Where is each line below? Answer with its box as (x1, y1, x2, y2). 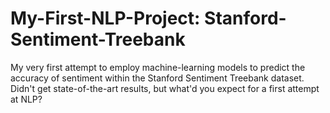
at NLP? (10, 93, 43, 105)
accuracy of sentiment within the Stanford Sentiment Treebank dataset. (10, 72, 305, 84)
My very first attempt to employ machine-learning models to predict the (10, 61, 306, 73)
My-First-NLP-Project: (10, 7, 201, 30)
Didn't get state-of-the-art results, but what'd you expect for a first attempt (10, 82, 320, 94)
